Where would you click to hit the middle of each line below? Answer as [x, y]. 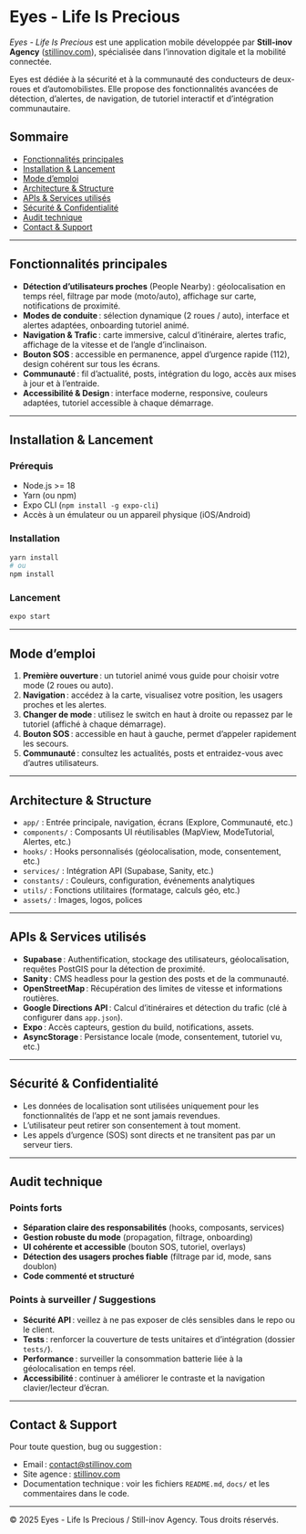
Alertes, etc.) [47, 841]
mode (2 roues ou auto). [68, 686]
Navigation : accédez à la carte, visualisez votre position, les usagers [153, 695]
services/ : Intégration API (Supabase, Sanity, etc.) [118, 870]
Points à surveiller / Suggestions [83, 1300]
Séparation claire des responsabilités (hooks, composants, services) [153, 1228]
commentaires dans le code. [76, 1494]
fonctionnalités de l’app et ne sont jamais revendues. [121, 1115]
